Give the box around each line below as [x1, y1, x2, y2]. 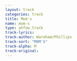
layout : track [5, 7, 35, 12]
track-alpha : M [5, 44, 37, 49]
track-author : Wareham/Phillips [5, 35, 72, 40]
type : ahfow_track [5, 26, 43, 30]
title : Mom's [5, 16, 32, 21]
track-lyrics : [5, 30, 35, 35]
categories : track [5, 12, 43, 17]
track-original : [5, 48, 39, 53]
